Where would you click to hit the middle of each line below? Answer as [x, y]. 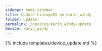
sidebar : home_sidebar [29, 10]
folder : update [21, 19]
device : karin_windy [27, 29]
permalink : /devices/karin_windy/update [48, 24]
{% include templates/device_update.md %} [51, 43]
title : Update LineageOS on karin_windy [48, 15]
